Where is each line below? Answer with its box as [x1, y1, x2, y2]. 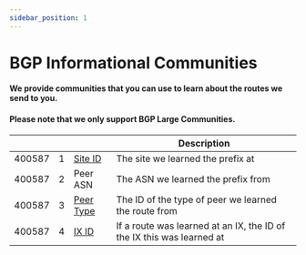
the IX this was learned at [116, 230, 225, 243]
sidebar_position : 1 [9, 13, 88, 23]
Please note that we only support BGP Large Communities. [9, 114, 236, 124]
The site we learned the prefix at [116, 152, 255, 165]
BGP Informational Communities [9, 52, 258, 73]
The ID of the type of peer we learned [116, 193, 278, 206]
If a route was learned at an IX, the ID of [116, 219, 286, 232]
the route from [116, 204, 178, 217]
